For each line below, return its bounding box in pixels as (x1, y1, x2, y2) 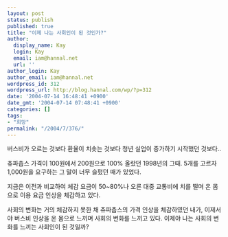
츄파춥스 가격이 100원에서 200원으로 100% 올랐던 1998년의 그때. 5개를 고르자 (7, 159, 218, 168)
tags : (7, 112, 23, 119)
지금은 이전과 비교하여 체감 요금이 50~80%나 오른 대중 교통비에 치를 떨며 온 (7, 183, 212, 191)
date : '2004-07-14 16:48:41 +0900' (7, 93, 109, 100)
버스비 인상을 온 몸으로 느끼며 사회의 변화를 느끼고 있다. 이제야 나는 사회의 (14, 214, 212, 223)
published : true (7, 23, 54, 30)
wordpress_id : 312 (7, 80, 60, 87)
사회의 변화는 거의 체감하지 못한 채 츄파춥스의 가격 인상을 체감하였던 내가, (7, 205, 203, 214)
